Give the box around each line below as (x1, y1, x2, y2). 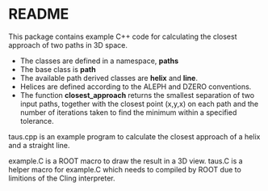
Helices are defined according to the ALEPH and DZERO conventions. (19, 82, 252, 91)
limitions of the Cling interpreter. (8, 173, 115, 183)
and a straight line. (8, 140, 70, 150)
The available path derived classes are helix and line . (19, 73, 198, 83)
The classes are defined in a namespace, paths (19, 56, 179, 66)
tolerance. (19, 116, 54, 125)
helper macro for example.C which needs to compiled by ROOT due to (8, 164, 242, 174)
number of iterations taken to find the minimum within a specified (19, 107, 237, 117)
